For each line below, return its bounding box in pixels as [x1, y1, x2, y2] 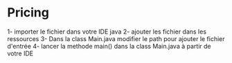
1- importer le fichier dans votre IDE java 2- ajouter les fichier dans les [7, 27, 206, 36]
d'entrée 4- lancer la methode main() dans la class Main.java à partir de [7, 42, 211, 50]
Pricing [7, 5, 50, 21]
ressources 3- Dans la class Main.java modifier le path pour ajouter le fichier [7, 34, 225, 42]
